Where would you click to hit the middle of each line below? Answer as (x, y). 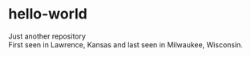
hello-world (48, 14)
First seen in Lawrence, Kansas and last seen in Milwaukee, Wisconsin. (125, 44)
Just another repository (47, 36)
